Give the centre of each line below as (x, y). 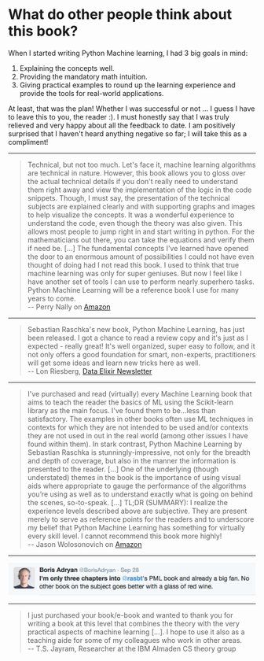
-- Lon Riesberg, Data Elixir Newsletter (90, 371)
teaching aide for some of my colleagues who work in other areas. (134, 640)
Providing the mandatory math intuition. (83, 76)
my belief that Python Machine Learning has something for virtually (136, 527)
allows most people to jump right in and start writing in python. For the (141, 231)
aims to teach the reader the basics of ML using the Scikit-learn (130, 402)
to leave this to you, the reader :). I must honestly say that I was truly (119, 116)
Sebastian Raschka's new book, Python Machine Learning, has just (136, 329)
